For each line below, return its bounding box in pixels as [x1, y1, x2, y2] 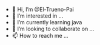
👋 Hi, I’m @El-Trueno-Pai [12, 6, 74, 13]
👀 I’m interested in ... [12, 12, 64, 19]
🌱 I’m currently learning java [12, 19, 82, 26]
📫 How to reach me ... [12, 32, 68, 39]
